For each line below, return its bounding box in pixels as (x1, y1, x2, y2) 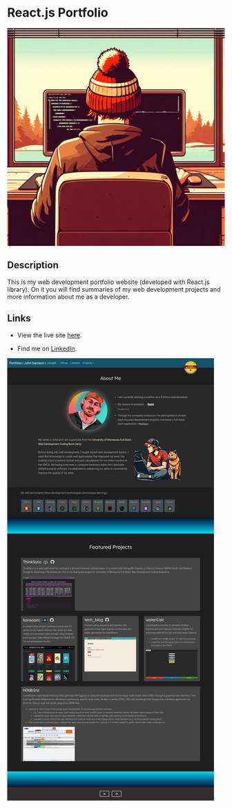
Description (7, 259, 59, 271)
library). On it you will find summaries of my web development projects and (7, 285, 221, 293)
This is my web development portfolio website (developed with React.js (7, 278, 210, 286)
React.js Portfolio (7, 5, 108, 21)
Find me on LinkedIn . (17, 344, 77, 353)
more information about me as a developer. (7, 292, 130, 301)
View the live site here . (17, 330, 82, 339)
